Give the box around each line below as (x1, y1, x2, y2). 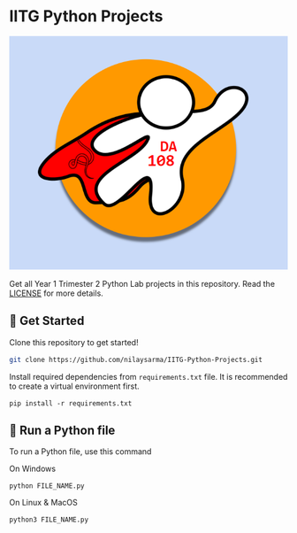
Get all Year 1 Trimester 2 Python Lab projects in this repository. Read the (9, 278, 276, 289)
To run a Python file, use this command (9, 446, 152, 457)
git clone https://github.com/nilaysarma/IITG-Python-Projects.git (9, 355, 263, 364)
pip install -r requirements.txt (9, 398, 133, 408)
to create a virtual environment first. (9, 381, 140, 391)
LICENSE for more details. (9, 288, 103, 298)
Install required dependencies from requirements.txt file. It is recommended (9, 371, 288, 382)
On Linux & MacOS (9, 498, 78, 508)
